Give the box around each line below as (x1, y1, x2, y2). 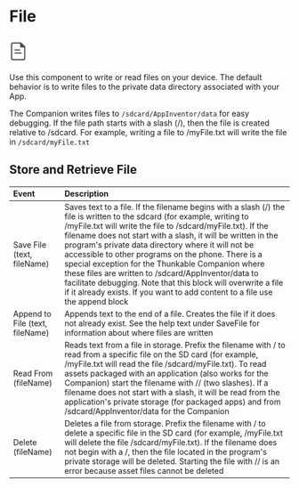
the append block (64, 296, 129, 306)
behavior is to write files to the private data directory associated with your (9, 82, 280, 92)
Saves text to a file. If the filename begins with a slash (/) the (64, 201, 286, 212)
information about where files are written (64, 327, 214, 338)
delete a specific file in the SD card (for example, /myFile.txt (64, 427, 283, 438)
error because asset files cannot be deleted (64, 466, 224, 476)
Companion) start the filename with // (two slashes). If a (64, 378, 269, 388)
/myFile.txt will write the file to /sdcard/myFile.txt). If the (64, 220, 269, 231)
